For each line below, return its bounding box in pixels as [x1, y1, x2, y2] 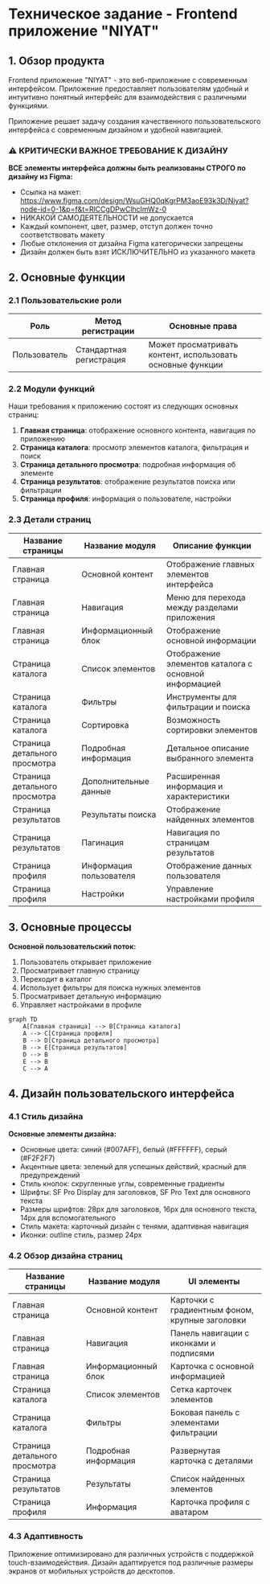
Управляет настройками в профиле [19, 1000, 142, 1010]
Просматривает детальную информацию [19, 991, 162, 1001]
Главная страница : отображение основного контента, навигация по [19, 425, 256, 435]
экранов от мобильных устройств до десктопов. [8, 1566, 175, 1576]
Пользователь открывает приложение [19, 958, 152, 967]
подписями [170, 1348, 215, 1359]
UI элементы [187, 1276, 240, 1287]
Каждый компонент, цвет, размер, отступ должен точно [19, 222, 213, 232]
